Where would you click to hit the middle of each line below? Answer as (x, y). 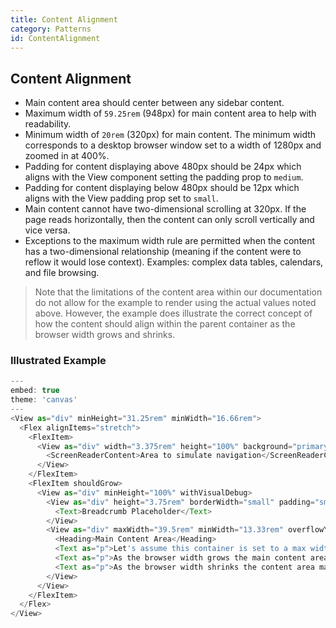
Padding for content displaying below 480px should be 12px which (162, 188)
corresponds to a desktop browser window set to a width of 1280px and (173, 145)
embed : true (35, 391)
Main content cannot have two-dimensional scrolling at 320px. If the (165, 209)
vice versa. (47, 230)
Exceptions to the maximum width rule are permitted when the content (170, 241)
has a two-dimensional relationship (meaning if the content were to (163, 252)
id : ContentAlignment (55, 38)
